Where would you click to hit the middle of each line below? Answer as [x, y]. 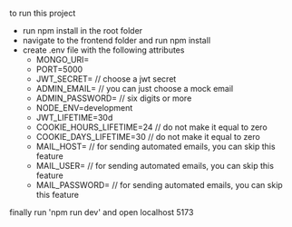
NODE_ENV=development [84, 108]
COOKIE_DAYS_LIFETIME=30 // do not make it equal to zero [148, 137]
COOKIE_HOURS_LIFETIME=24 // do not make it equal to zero [151, 127]
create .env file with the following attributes [103, 50]
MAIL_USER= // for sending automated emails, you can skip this [155, 166]
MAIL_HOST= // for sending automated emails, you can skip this [156, 146]
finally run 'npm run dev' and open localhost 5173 [102, 212]
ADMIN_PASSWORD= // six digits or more [114, 98]
